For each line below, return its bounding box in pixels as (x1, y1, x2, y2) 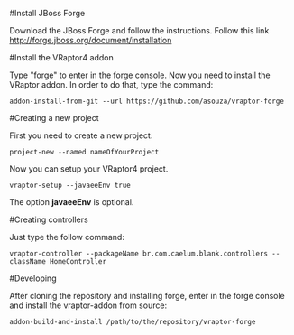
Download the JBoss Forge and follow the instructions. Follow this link (9, 25, 270, 35)
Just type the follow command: (9, 232, 124, 242)
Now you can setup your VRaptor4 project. (9, 163, 169, 174)
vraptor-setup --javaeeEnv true (9, 181, 131, 190)
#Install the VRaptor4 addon (9, 52, 115, 62)
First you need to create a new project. (9, 130, 153, 141)
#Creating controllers (9, 214, 88, 225)
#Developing (9, 273, 57, 284)
